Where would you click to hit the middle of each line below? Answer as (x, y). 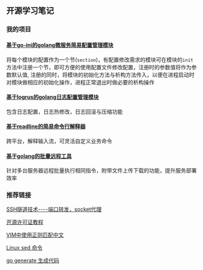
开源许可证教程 (25, 222)
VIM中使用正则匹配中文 (35, 235)
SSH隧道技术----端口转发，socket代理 (54, 209)
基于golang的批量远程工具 (39, 156)
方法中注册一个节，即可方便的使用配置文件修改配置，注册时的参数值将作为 (99, 67)
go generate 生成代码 (33, 260)
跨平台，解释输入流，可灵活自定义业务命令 (59, 141)
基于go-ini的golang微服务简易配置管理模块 (60, 45)
